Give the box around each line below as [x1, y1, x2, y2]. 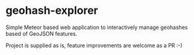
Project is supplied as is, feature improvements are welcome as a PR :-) [5, 42, 183, 49]
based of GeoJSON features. [5, 30, 78, 37]
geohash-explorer [5, 4, 99, 18]
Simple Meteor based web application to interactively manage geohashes [5, 24, 188, 31]
